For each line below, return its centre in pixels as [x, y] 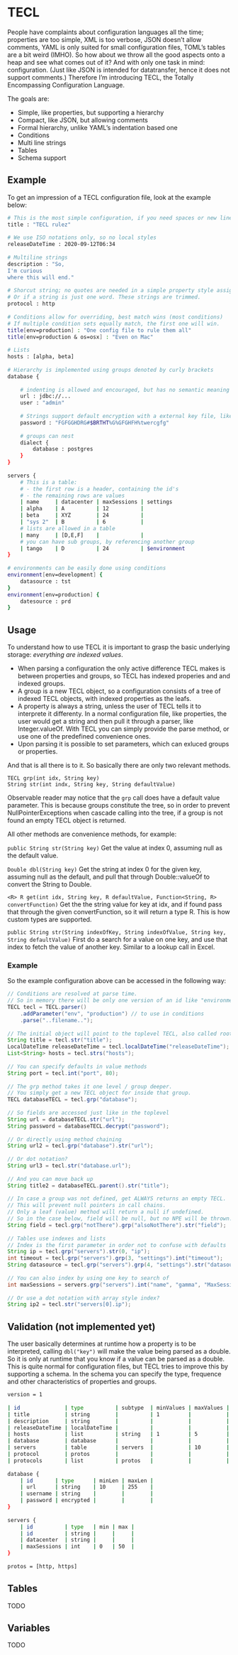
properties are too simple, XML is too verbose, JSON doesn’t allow [104, 39]
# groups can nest [47, 436]
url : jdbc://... [46, 396]
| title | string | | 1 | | [119, 1414]
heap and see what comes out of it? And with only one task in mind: [106, 62]
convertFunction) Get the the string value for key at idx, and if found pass [115, 904]
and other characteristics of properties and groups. [82, 1382]
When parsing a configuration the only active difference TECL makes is [121, 668]
